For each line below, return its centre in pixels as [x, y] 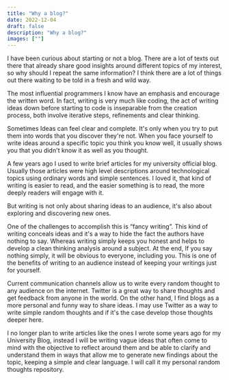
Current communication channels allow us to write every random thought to [113, 283]
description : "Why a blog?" [47, 33]
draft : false [26, 26]
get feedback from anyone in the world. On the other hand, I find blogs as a [113, 298]
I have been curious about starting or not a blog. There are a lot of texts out [113, 58]
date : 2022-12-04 [32, 20]
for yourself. [24, 270]
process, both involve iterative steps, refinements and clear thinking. [104, 115]
